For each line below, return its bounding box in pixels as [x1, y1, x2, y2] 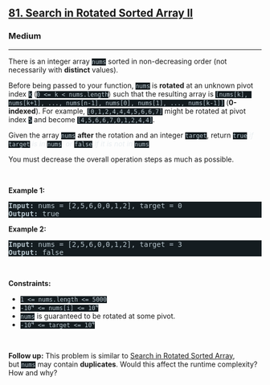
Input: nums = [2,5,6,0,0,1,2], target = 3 [8, 240, 182, 248]
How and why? [8, 367, 58, 377]
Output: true [8, 209, 60, 218]
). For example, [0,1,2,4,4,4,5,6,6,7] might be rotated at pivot [35, 106, 247, 116]
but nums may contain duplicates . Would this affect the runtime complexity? [8, 359, 258, 369]
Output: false [8, 248, 64, 256]
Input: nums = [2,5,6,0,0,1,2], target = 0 [8, 201, 182, 210]
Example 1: [8, 185, 46, 195]
